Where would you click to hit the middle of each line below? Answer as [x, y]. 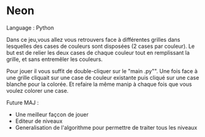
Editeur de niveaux [39, 121]
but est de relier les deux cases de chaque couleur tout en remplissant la [98, 52]
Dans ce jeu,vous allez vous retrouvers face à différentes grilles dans [93, 39]
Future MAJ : [23, 103]
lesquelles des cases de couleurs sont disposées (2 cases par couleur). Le [101, 46]
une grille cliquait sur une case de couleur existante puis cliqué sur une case [103, 77]
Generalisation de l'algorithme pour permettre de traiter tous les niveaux [106, 127]
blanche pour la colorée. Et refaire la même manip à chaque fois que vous [99, 84]
